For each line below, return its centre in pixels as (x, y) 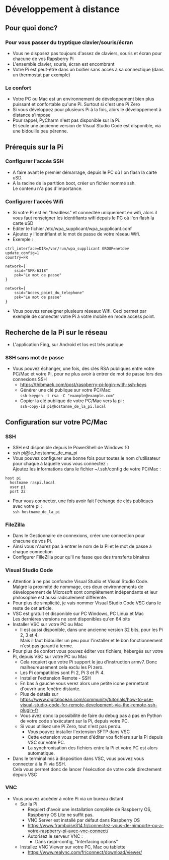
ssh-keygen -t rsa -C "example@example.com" (67, 396)
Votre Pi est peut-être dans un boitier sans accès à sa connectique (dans (88, 69)
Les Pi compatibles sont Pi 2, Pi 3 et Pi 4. (62, 673)
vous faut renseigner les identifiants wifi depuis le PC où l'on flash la (83, 218)
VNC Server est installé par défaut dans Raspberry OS (84, 820)
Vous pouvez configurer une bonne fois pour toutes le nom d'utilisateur (86, 458)
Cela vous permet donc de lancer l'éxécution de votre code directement (87, 769)
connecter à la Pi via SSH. (39, 763)
